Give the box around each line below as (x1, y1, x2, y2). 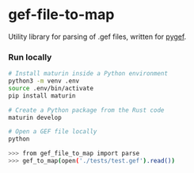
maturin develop (8, 113, 62, 121)
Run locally (8, 52, 52, 63)
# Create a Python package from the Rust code (8, 106, 165, 114)
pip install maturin (8, 91, 77, 100)
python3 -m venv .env (8, 77, 80, 85)
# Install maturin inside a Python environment (8, 70, 169, 78)
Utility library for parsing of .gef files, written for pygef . (8, 32, 187, 41)
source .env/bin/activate (8, 84, 93, 92)
